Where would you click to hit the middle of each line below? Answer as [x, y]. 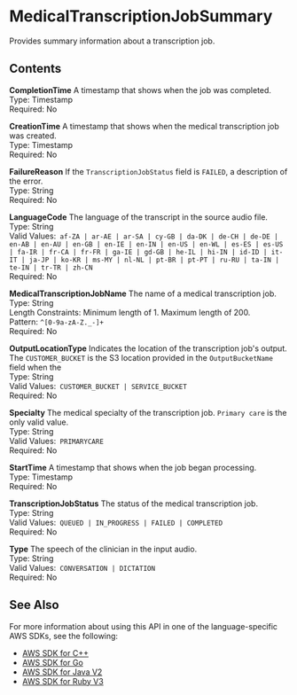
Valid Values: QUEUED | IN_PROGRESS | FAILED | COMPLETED [116, 522]
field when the [35, 367]
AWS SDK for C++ [55, 652]
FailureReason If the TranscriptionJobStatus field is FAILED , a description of [148, 171]
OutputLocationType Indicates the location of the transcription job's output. [148, 348]
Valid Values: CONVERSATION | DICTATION [82, 567]
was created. [33, 136]
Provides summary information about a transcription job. [112, 41]
